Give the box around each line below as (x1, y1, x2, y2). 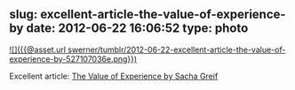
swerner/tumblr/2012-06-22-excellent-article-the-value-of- (68, 44, 286, 55)
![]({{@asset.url (9, 44, 67, 55)
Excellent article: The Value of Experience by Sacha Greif (9, 71, 219, 81)
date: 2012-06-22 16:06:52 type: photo (26, 21, 249, 36)
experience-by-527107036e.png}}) (9, 53, 138, 64)
